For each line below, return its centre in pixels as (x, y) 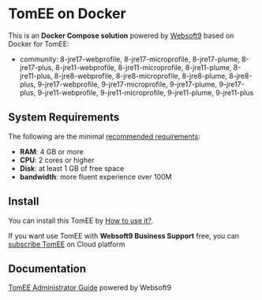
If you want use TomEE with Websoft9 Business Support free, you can (124, 235)
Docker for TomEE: (39, 43)
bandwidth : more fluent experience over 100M (95, 176)
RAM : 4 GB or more (52, 151)
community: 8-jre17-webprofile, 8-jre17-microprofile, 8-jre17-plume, (130, 59)
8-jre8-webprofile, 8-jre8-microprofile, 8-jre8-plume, (140, 76)
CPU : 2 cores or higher (57, 160)
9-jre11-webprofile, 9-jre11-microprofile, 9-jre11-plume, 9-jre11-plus (146, 92)
